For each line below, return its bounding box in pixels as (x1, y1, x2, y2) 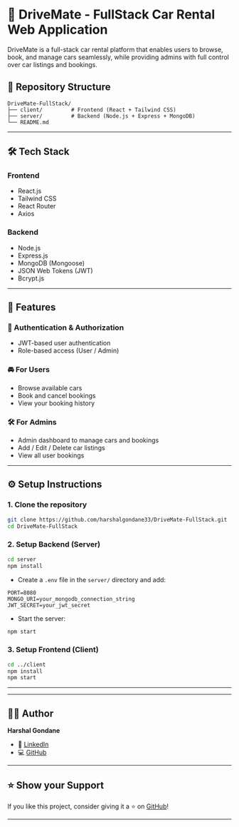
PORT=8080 (7, 589, 37, 597)
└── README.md (7, 118, 50, 126)
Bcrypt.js (17, 274, 45, 283)
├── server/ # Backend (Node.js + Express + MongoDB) (7, 112, 196, 120)
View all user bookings (17, 451, 85, 460)
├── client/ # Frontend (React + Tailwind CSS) (7, 106, 176, 113)
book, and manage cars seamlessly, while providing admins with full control (7, 53, 229, 61)
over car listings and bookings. (7, 60, 97, 69)
